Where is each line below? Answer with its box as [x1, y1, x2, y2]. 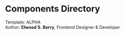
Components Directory [5, 3, 100, 14]
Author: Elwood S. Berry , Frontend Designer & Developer [5, 24, 120, 30]
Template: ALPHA [5, 19, 41, 25]
